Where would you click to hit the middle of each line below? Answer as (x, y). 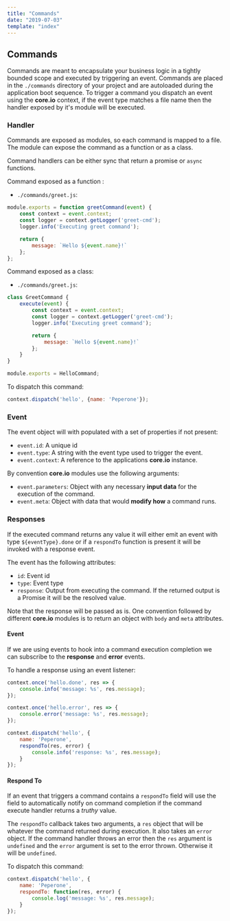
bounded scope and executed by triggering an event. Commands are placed (115, 78)
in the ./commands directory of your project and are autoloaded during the (110, 85)
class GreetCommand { (38, 298)
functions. (21, 168)
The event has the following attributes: (61, 562)
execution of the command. (56, 494)
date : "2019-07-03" (35, 20)
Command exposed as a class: (50, 271)
